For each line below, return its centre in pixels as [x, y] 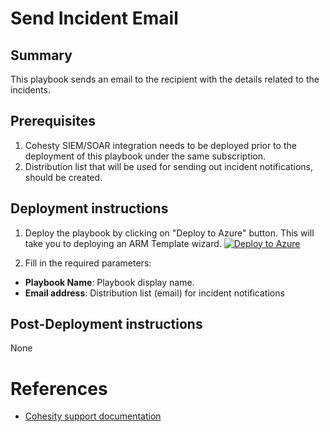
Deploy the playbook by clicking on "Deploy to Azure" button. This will [169, 233]
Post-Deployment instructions [106, 324]
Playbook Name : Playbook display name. [109, 282]
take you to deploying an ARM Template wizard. [123, 243]
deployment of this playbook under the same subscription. [145, 156]
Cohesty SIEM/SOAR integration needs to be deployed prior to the [160, 145]
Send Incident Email [94, 18]
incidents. [30, 90]
